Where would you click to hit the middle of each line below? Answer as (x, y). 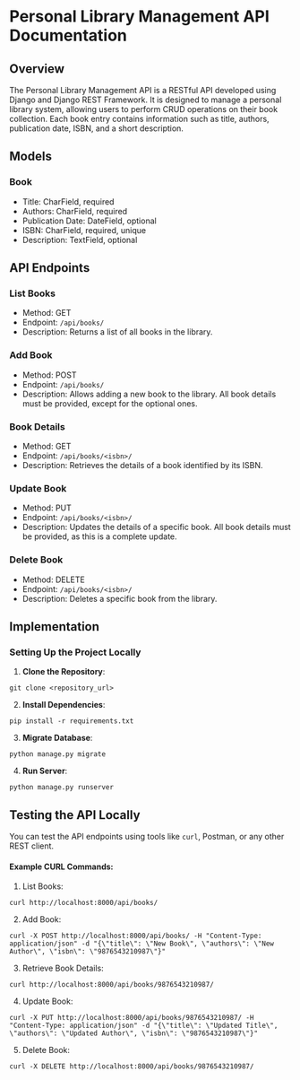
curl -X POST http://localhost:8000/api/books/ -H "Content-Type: (136, 936)
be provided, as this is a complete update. (99, 536)
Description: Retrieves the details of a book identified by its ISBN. (142, 465)
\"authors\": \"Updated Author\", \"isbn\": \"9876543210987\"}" (133, 1033)
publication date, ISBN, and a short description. (96, 128)
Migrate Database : (57, 738)
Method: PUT (47, 508)
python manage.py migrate (57, 754)
